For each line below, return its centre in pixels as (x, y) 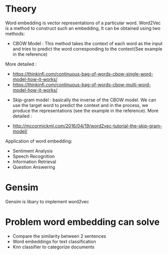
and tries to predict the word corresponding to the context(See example (88, 49)
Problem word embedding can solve (82, 222)
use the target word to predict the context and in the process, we (80, 105)
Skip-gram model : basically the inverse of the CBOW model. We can (84, 100)
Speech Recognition (34, 156)
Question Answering (34, 167)
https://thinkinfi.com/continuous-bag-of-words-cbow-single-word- (83, 74)
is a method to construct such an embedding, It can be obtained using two (83, 28)
